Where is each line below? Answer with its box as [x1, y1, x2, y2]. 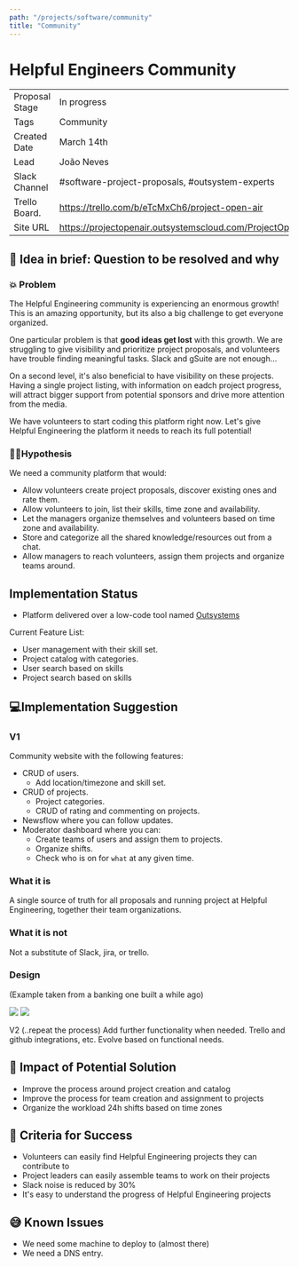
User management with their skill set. [21, 645, 158, 655]
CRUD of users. [21, 767, 80, 778]
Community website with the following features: [9, 750, 184, 761]
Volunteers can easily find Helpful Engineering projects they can [21, 1152, 257, 1162]
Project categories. [35, 796, 106, 806]
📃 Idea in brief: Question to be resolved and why [9, 251, 279, 266]
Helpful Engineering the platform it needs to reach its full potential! [9, 425, 253, 436]
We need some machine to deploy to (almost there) [21, 1239, 210, 1249]
